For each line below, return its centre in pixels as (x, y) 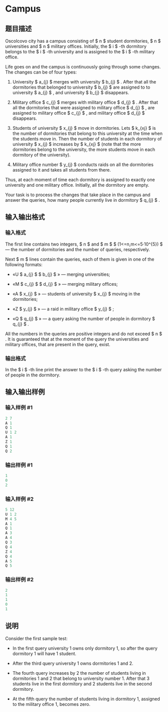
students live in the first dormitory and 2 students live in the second (82, 684)
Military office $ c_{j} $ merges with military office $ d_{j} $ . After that (85, 102)
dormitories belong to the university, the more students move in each (84, 149)
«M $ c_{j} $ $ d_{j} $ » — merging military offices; (65, 284)
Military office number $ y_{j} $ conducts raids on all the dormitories (83, 165)
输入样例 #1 (19, 408)
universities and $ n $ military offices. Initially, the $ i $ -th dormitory (76, 46)
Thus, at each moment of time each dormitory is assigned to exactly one (80, 180)
